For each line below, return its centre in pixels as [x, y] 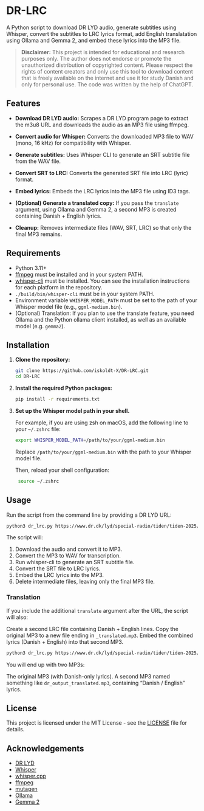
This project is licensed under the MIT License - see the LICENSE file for [97, 723]
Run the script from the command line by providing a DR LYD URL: [89, 515]
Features [23, 104]
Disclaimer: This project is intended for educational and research [103, 52]
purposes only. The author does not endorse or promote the [96, 58]
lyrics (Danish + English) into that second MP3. [65, 641]
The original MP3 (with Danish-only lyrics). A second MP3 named [88, 676]
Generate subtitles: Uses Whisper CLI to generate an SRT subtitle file [102, 154]
